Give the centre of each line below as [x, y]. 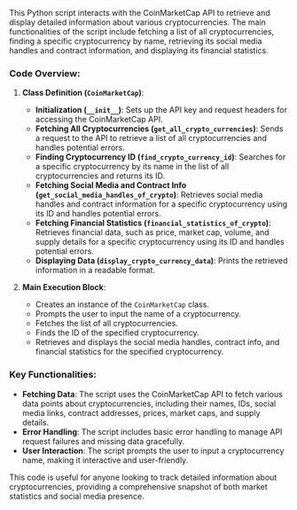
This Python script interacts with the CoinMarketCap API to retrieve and [140, 13]
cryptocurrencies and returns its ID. [100, 176]
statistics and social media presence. [77, 496]
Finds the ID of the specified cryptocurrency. [117, 333]
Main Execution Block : [64, 287]
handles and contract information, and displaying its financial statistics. [139, 51]
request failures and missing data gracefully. [103, 441]
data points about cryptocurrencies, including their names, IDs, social [149, 404]
